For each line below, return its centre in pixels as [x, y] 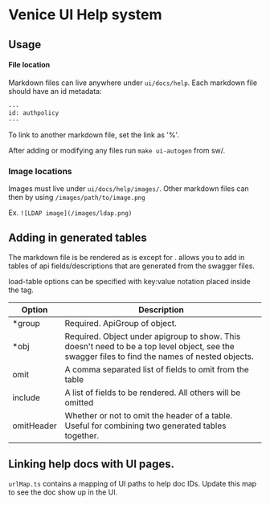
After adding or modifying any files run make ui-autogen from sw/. [117, 150]
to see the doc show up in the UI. [63, 492]
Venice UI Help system [85, 15]
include [26, 397]
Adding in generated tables [78, 238]
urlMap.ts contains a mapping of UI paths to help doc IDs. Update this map [133, 483]
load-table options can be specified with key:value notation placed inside [129, 281]
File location [29, 65]
